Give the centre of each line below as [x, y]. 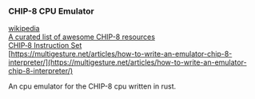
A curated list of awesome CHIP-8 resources [82, 37]
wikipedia [24, 29]
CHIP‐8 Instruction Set [45, 46]
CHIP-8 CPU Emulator [51, 11]
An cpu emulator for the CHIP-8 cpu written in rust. [92, 86]
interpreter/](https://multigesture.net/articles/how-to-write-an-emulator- [127, 62]
